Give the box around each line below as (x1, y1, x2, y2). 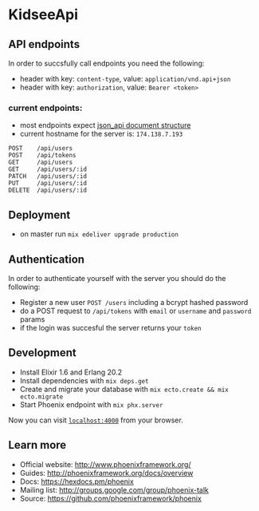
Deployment (8, 208, 71, 221)
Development (8, 346, 77, 360)
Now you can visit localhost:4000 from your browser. (8, 415, 183, 425)
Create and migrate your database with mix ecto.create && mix (19, 384, 229, 394)
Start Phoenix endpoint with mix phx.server (19, 399, 163, 409)
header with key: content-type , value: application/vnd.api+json (19, 74, 231, 83)
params (19, 314, 45, 324)
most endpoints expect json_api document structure (19, 121, 191, 130)
